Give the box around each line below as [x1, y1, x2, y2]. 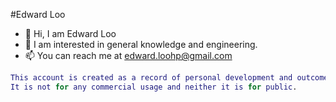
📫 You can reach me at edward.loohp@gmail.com [24, 50, 233, 61]
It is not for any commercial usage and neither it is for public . [10, 82, 298, 92]
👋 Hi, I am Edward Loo [24, 28, 117, 39]
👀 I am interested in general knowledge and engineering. [24, 39, 258, 50]
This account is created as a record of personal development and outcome [10, 73, 329, 83]
